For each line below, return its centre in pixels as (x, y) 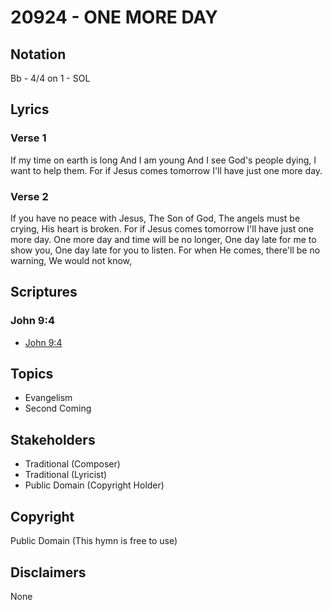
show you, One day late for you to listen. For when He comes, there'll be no (165, 250)
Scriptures (44, 292)
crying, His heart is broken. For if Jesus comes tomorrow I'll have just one (162, 228)
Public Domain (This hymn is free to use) (94, 541)
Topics (32, 374)
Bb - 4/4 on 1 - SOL (50, 78)
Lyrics (30, 109)
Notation (38, 54)
